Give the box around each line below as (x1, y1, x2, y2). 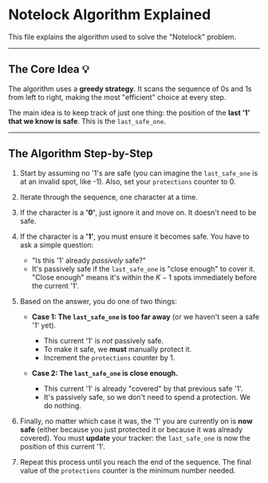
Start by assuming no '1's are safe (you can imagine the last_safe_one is (19, 168, 258, 177)
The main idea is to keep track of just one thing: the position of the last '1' (8, 108, 250, 117)
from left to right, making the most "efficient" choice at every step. (8, 92, 227, 101)
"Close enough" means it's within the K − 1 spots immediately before (31, 272, 258, 282)
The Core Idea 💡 (8, 62, 90, 77)
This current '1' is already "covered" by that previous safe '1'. (43, 383, 243, 393)
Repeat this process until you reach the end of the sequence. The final (19, 457, 251, 466)
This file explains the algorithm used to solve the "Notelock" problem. (8, 32, 237, 42)
